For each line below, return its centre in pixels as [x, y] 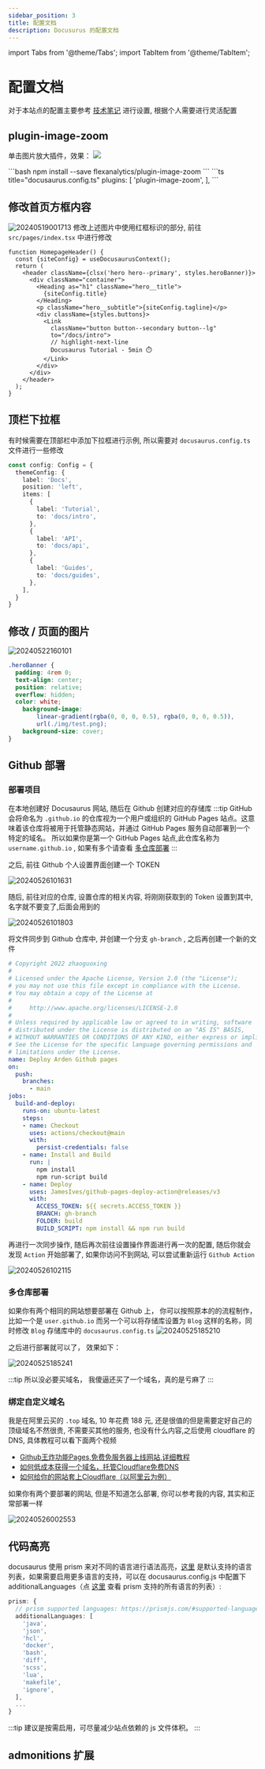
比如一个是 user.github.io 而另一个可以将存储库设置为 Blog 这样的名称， [127, 1321]
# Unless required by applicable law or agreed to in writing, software [130, 1023]
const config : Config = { [50, 465]
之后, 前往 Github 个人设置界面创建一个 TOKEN [84, 865]
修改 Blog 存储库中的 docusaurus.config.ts [84, 1331]
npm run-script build [72, 1177]
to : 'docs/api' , [63, 546]
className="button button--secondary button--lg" [133, 328]
